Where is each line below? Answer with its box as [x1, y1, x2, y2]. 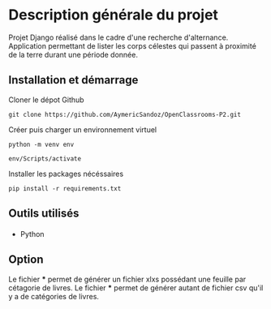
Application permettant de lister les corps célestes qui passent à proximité [8, 41, 257, 50]
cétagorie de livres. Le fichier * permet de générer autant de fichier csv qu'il [8, 282, 264, 293]
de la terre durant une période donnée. [8, 49, 138, 59]
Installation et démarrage [8, 73, 139, 87]
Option [8, 253, 44, 267]
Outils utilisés [8, 207, 80, 221]
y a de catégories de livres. [8, 291, 100, 301]
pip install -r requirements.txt [8, 184, 122, 192]
